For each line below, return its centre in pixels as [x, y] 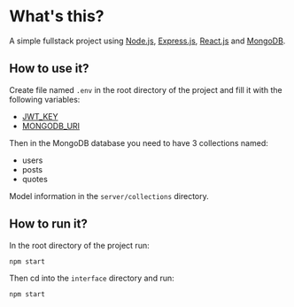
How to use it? [49, 69]
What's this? [57, 16]
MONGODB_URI [51, 126]
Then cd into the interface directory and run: [92, 278]
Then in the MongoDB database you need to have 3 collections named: [139, 142]
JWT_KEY [40, 116]
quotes [35, 179]
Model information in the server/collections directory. [109, 196]
